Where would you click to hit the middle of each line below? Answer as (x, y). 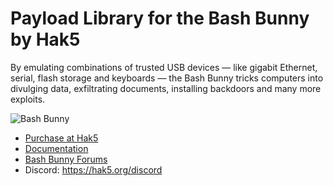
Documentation (56, 148)
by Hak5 (45, 39)
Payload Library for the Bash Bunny (160, 18)
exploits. (28, 99)
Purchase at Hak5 (61, 138)
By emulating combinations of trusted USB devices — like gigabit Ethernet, (164, 67)
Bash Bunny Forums (66, 159)
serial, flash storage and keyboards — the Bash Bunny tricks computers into (167, 78)
